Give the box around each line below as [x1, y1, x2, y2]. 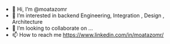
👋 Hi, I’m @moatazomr [11, 6, 68, 12]
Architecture [11, 18, 43, 25]
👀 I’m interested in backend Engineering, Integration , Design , [11, 12, 165, 19]
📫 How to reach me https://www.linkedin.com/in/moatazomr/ [11, 32, 164, 38]
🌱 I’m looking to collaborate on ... [11, 24, 93, 32]
